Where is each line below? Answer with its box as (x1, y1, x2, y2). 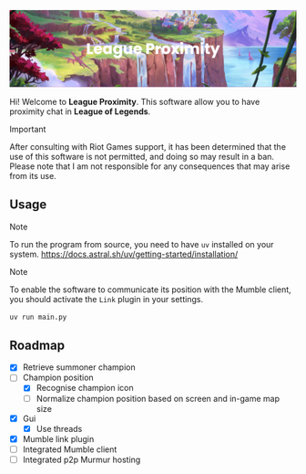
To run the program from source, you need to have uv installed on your (9, 238, 275, 249)
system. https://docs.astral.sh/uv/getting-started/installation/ (9, 248, 239, 259)
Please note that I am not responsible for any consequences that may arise (9, 161, 291, 172)
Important (9, 123, 46, 134)
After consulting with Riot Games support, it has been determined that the (9, 141, 287, 152)
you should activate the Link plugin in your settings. (9, 293, 203, 304)
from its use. (9, 170, 56, 181)
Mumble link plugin (22, 433, 95, 444)
